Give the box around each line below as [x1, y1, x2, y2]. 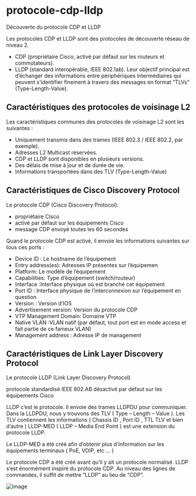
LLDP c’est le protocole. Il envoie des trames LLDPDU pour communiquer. [6, 404, 187, 411]
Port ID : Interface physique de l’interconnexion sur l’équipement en [14, 287, 181, 294]
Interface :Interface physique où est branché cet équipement [14, 280, 166, 288]
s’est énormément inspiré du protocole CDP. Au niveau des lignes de [6, 465, 176, 472]
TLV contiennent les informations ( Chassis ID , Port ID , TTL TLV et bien [6, 416, 183, 424]
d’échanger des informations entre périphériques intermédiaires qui [14, 72, 182, 79]
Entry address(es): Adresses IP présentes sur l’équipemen [14, 261, 158, 268]
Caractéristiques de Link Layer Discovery [6, 349, 163, 359]
